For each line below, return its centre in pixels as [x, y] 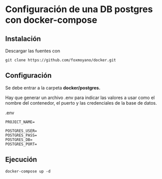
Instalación [23, 39]
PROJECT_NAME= [20, 122]
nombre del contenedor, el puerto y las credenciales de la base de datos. [81, 103]
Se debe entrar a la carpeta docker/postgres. [53, 87]
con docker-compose [51, 20]
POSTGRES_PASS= [21, 135]
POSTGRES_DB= [19, 140]
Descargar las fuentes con [33, 51]
